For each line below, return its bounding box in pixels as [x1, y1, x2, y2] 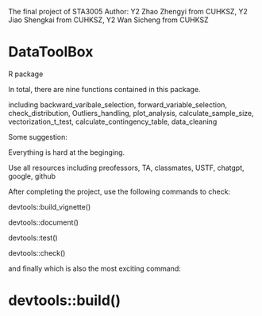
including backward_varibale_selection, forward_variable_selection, [8, 99, 228, 110]
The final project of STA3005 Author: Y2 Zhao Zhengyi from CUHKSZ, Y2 [8, 7, 248, 16]
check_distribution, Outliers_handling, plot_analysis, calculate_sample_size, [8, 108, 254, 118]
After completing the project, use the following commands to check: [8, 187, 231, 196]
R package [8, 69, 44, 79]
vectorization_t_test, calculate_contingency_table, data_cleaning [8, 117, 218, 126]
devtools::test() [8, 233, 58, 242]
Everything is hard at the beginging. [8, 147, 125, 157]
